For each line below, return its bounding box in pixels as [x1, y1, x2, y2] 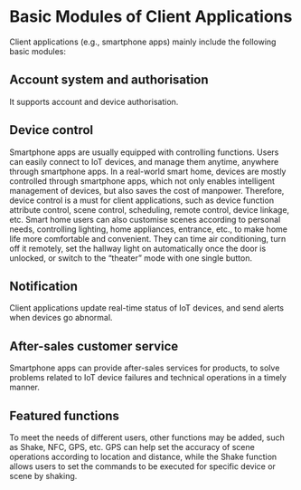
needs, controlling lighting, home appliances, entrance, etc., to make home [9, 224, 287, 235]
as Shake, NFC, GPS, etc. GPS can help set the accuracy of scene [9, 442, 255, 452]
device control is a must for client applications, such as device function [9, 195, 274, 206]
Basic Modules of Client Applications [9, 6, 293, 27]
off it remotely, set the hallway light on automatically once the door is [9, 243, 267, 254]
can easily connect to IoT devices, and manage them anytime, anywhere [9, 156, 279, 167]
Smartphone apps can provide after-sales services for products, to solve [9, 362, 280, 373]
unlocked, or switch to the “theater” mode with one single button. [9, 252, 253, 264]
